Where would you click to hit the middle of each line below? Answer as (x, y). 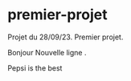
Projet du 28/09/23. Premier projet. (65, 37)
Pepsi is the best (35, 68)
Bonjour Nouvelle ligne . (47, 52)
